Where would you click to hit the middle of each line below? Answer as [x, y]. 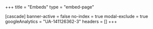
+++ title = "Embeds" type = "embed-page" [50, 7]
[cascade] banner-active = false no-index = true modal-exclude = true [76, 16]
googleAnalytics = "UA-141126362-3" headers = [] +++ [61, 22]
